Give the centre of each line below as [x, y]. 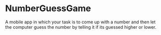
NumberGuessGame [48, 9]
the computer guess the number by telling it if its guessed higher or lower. [81, 27]
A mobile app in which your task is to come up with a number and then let [80, 22]
